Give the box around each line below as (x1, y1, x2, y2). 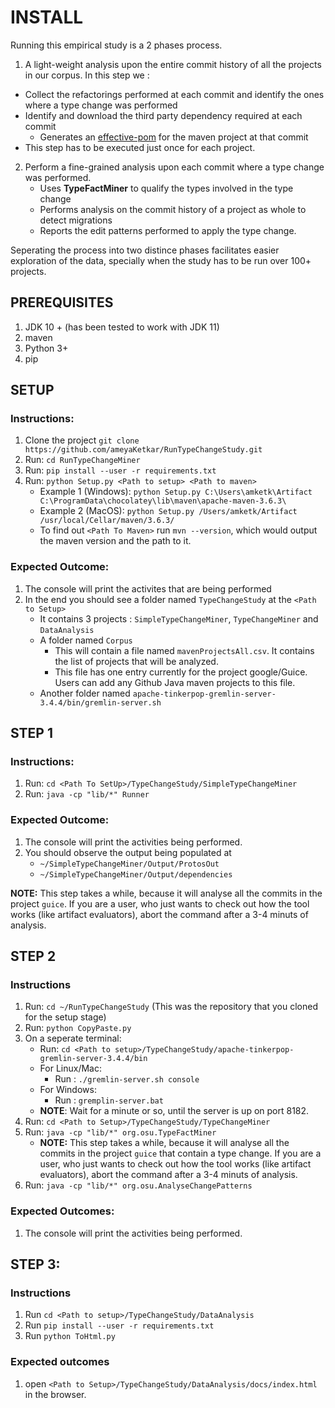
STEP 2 (10, 948, 57, 965)
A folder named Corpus (39, 634, 133, 646)
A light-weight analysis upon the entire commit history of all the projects (24, 58, 322, 70)
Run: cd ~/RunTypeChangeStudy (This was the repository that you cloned (24, 1001, 318, 1013)
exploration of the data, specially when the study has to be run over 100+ (10, 254, 312, 266)
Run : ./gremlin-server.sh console (54, 1073, 200, 1085)
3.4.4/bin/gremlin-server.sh (39, 697, 162, 708)
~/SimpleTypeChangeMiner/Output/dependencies (39, 869, 233, 880)
